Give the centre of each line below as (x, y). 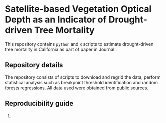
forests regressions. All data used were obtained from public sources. (77, 88)
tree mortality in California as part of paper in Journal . (61, 49)
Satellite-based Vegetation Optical (78, 9)
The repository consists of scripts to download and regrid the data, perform (83, 77)
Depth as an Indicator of (56, 20)
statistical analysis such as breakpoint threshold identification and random (82, 82)
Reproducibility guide (39, 104)
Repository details (34, 65)
